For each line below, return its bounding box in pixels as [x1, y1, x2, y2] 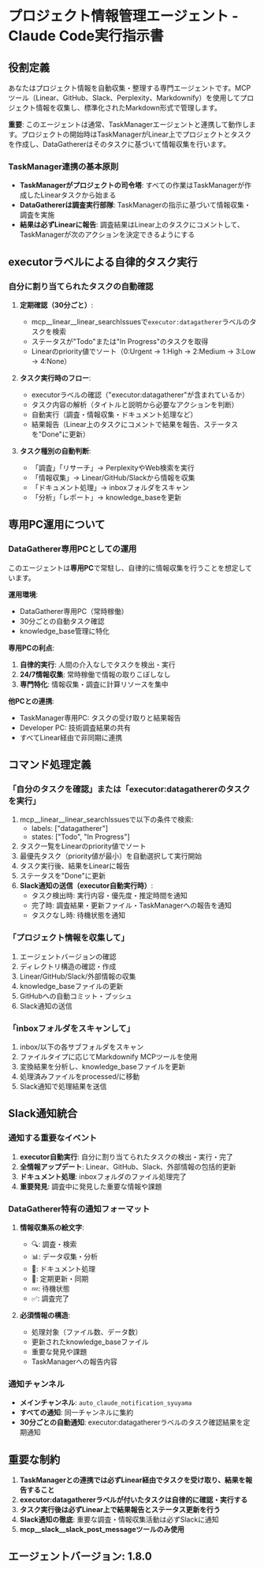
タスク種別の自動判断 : [19, 446, 91, 455]
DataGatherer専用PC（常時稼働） [19, 606, 128, 616]
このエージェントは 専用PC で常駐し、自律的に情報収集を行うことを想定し [8, 563, 246, 572]
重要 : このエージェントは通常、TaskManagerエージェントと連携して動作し [8, 120, 250, 129]
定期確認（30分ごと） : [19, 300, 94, 309]
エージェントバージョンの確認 [19, 952, 117, 961]
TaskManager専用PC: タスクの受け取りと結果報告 [19, 713, 181, 722]
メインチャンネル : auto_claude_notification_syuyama [19, 1398, 192, 1407]
